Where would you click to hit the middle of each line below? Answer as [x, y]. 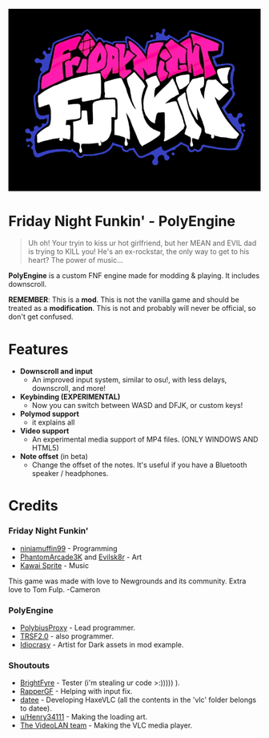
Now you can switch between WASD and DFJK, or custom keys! [137, 405]
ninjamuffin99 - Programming [68, 548]
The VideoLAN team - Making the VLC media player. [106, 725]
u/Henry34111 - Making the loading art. [84, 717]
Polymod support [50, 414]
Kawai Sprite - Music [54, 565]
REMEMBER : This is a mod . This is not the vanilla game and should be [124, 300]
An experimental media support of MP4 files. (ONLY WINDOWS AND [145, 440]
